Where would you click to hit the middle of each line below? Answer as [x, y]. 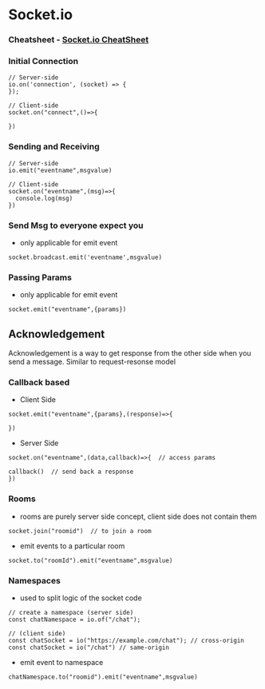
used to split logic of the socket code [81, 598]
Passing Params [40, 277]
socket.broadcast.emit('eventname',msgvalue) [85, 257]
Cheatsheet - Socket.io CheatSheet [79, 40]
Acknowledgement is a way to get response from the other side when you [130, 353]
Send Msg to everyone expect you [76, 225]
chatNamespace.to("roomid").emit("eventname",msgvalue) [103, 677]
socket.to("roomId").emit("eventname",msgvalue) [91, 560]
